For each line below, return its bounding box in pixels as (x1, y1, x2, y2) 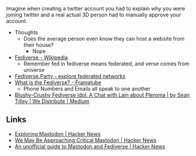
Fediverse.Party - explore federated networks (14, 73, 125, 79)
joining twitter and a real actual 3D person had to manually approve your (6, 11, 181, 18)
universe (23, 67, 45, 73)
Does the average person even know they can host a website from (23, 35, 185, 42)
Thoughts (14, 29, 38, 36)
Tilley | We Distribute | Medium (14, 98, 90, 105)
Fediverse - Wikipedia (14, 54, 68, 61)
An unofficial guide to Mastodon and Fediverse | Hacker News (14, 142, 165, 150)
